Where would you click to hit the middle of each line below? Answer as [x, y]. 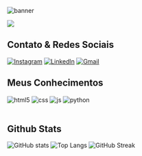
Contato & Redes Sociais [61, 45]
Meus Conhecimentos [55, 83]
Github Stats [34, 129]
